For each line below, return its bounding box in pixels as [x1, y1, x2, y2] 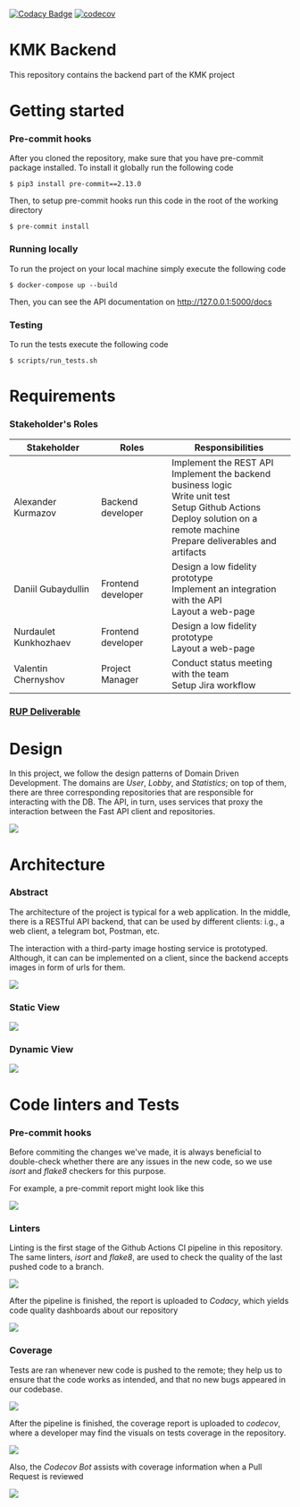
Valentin [13, 662, 48, 675]
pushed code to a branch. [9, 1262, 104, 1273]
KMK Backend [9, 40, 117, 60]
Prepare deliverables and [171, 534, 277, 547]
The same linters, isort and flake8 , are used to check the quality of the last [9, 1252, 283, 1263]
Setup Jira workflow [171, 678, 256, 691]
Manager [101, 673, 139, 685]
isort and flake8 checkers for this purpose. [9, 1165, 167, 1176]
